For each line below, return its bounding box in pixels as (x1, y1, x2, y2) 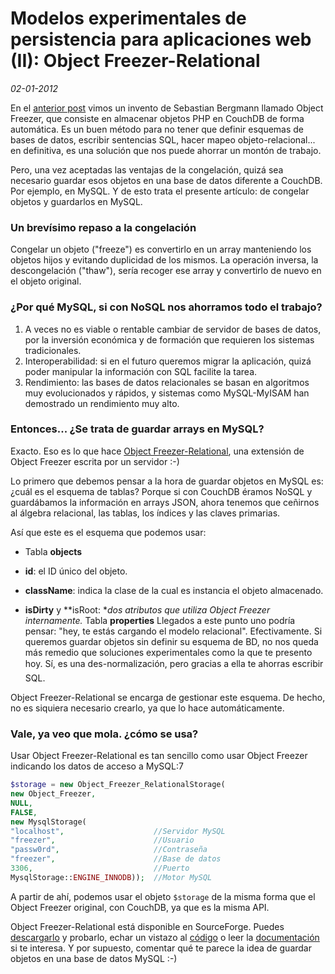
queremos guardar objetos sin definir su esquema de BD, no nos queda (24, 635, 319, 647)
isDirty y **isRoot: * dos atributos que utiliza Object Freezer (24, 603, 271, 616)
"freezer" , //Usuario (10, 835, 195, 846)
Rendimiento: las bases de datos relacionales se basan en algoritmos (24, 376, 310, 388)
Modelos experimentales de (10, 7, 247, 30)
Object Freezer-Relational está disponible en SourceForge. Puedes (10, 920, 285, 932)
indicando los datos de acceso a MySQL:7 (10, 760, 184, 772)
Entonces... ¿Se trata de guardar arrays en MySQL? (10, 422, 265, 436)
